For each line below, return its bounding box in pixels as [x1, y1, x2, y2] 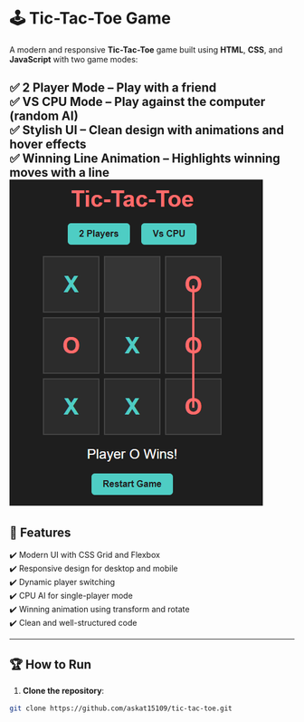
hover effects [9, 137, 87, 152]
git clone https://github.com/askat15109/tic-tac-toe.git [9, 704, 233, 713]
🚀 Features [9, 525, 71, 540]
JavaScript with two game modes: [9, 53, 138, 64]
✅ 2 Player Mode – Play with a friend [9, 80, 217, 96]
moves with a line [9, 165, 110, 180]
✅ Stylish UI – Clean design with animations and [9, 122, 285, 138]
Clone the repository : [22, 685, 105, 696]
